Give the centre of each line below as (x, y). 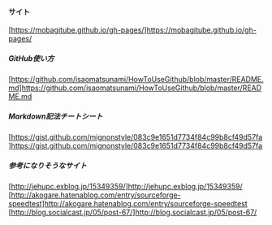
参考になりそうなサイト (47, 165)
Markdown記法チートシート (56, 116)
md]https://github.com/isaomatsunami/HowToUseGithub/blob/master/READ (135, 88)
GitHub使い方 (31, 58)
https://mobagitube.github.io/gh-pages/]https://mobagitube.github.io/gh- (134, 30)
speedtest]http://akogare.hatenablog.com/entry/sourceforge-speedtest (128, 204)
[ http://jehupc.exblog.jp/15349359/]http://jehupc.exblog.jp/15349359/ (125, 187)
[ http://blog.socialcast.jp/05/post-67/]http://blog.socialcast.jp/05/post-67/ (133, 212)
